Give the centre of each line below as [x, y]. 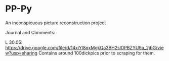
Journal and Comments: [30, 32]
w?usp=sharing [22, 53]
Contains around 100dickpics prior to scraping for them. [97, 53]
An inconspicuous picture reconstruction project [56, 23]
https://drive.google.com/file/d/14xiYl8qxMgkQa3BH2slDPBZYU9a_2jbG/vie [85, 47]
